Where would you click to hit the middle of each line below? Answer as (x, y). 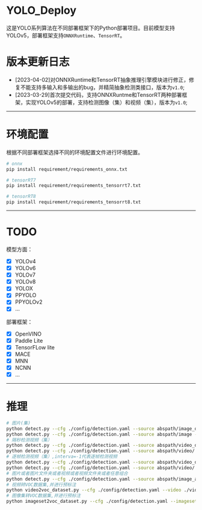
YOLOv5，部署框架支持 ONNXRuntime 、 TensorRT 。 (66, 35)
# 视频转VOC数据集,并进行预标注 (41, 485)
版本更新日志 (38, 62)
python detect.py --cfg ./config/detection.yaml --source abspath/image (99, 434)
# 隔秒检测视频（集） (29, 440)
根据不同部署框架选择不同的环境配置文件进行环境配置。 (75, 152)
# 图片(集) (19, 423)
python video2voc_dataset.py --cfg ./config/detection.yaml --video (94, 490)
